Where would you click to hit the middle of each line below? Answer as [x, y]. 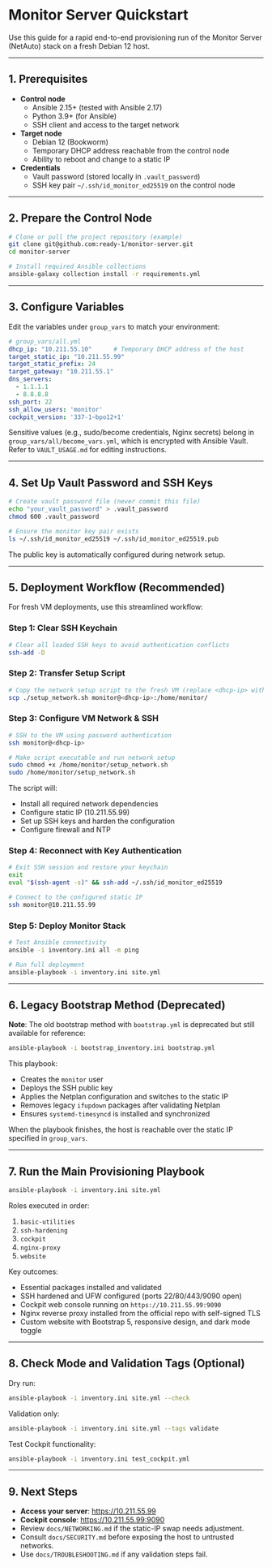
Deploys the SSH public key [66, 1088]
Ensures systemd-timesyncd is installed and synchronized [115, 1114]
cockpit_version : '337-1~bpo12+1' [67, 417]
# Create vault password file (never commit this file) [104, 502]
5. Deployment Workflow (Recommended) [117, 587]
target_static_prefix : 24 [52, 364]
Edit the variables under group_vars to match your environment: [114, 326]
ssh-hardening [44, 1230]
